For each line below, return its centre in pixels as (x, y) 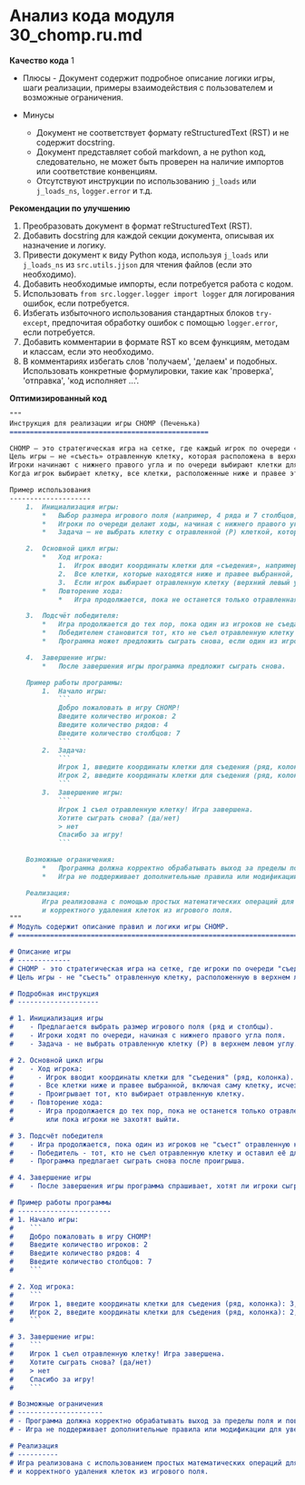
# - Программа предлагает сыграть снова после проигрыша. (128, 1161)
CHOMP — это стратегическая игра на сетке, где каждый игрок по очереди (150, 448)
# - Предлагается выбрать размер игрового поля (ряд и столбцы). (142, 1027)
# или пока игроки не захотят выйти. (95, 1119)
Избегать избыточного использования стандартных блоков (138, 313)
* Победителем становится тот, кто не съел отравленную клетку (168, 633)
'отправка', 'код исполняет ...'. (81, 380)
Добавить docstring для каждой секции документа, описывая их (148, 235)
